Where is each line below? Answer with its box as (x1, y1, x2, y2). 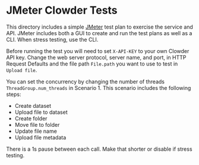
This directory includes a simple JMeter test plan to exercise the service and (6, 23, 193, 30)
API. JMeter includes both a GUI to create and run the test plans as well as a (6, 29, 192, 36)
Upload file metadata (14, 133, 67, 141)
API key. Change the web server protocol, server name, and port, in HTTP (6, 54, 187, 61)
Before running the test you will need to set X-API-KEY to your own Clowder (6, 47, 189, 54)
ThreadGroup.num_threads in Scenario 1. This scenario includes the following (6, 84, 191, 91)
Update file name (14, 127, 58, 135)
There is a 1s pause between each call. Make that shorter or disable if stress (6, 145, 192, 152)
